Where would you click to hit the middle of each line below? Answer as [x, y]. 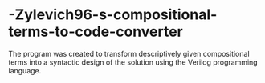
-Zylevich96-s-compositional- [113, 15]
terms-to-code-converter [96, 32]
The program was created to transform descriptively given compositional [129, 53]
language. [25, 70]
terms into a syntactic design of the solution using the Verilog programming [133, 62]
